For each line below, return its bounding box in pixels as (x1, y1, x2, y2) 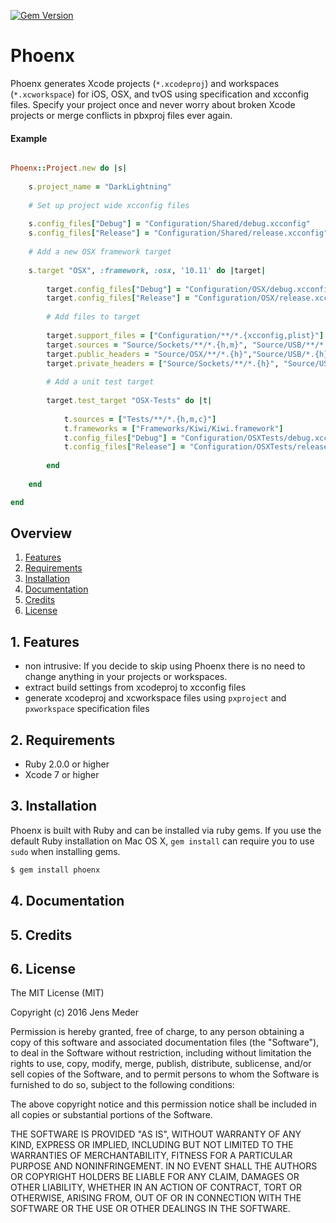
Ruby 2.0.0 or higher (24, 758, 110, 770)
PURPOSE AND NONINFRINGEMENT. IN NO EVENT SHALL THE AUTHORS (10, 1160, 318, 1172)
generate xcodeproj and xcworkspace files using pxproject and (24, 692, 287, 704)
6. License (10, 960, 77, 977)
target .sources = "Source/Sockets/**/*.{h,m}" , (46, 340, 248, 350)
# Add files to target (46, 312, 141, 322)
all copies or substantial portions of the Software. (10, 1109, 213, 1121)
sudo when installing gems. (10, 845, 121, 857)
